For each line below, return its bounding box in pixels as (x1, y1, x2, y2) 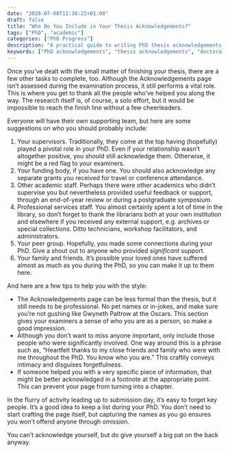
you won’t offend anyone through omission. (7, 417, 130, 426)
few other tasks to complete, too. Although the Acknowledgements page (7, 74, 212, 82)
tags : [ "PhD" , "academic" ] (7, 29, 84, 36)
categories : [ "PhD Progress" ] (7, 36, 94, 42)
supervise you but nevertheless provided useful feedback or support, (16, 188, 214, 196)
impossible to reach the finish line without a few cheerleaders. (7, 103, 183, 112)
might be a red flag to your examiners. (16, 159, 125, 167)
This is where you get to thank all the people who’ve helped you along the (7, 88, 216, 97)
